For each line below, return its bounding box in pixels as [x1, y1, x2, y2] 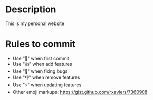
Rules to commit [5, 38, 76, 50]
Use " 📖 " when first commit [12, 55, 69, 61]
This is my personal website [5, 20, 65, 27]
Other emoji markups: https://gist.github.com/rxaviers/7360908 [12, 89, 148, 95]
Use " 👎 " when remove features [12, 74, 80, 80]
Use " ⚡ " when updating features [12, 82, 82, 88]
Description [5, 4, 56, 15]
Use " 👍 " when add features [12, 61, 73, 67]
